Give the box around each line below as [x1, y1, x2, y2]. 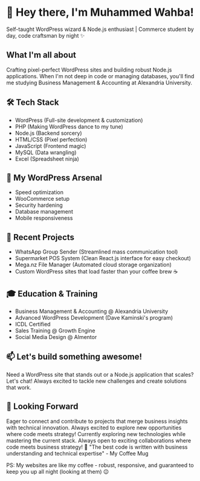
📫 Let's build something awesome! [6, 352, 143, 362]
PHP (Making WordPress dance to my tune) [15, 123, 124, 130]
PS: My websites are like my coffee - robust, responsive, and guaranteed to [6, 461, 195, 469]
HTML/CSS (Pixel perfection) [15, 136, 88, 143]
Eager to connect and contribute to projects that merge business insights [6, 417, 189, 425]
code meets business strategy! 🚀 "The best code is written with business [6, 443, 188, 451]
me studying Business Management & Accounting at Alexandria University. [6, 79, 192, 86]
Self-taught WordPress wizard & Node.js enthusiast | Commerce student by [6, 25, 195, 33]
